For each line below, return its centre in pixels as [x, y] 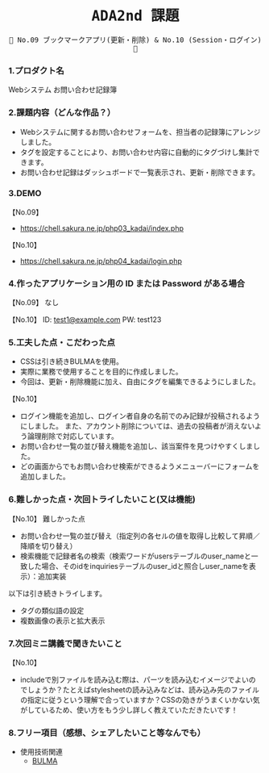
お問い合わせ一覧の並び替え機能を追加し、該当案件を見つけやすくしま [137, 446]
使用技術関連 [41, 752]
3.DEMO [25, 194]
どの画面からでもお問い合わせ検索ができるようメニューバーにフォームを [140, 466]
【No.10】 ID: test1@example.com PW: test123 [85, 320]
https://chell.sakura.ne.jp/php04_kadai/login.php [101, 261]
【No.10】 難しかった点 [47, 518]
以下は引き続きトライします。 [58, 593]
